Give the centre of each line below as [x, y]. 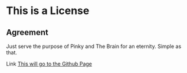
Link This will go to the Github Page [49, 64]
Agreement [27, 32]
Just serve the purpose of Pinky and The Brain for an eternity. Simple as [94, 46]
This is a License [48, 11]
